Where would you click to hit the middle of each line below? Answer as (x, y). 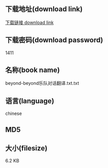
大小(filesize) (26, 148)
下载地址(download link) (44, 9)
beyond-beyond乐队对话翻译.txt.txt (42, 83)
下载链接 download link (30, 22)
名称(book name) (33, 70)
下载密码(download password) (54, 40)
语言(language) (30, 101)
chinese (13, 113)
